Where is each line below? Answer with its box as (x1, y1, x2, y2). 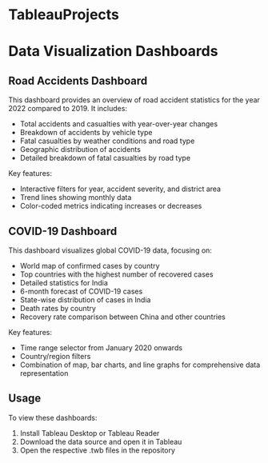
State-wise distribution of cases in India (19, 295, 151, 305)
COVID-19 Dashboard (8, 224, 118, 237)
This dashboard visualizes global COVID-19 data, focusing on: (8, 245, 212, 255)
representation (19, 369, 69, 377)
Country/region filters (19, 352, 91, 361)
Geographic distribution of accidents (19, 145, 142, 154)
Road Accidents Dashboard (8, 74, 148, 87)
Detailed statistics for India (19, 278, 108, 287)
